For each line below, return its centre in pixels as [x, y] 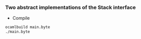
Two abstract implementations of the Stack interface [70, 7]
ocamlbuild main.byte [28, 27]
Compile [21, 18]
